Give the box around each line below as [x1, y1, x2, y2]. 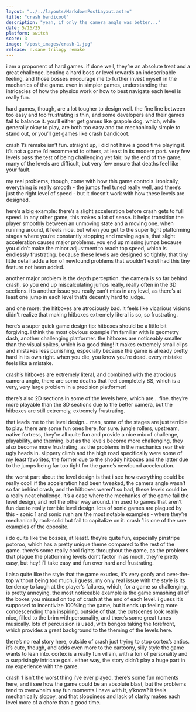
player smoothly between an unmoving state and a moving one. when [6, 220, 174, 227]
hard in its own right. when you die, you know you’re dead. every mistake [6, 353, 183, 360]
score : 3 [6, 36, 27, 42]
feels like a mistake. [6, 359, 54, 366]
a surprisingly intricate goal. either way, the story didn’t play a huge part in [6, 656, 185, 663]
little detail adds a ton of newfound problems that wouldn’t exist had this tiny [6, 257, 190, 264]
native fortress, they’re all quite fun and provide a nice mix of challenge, [6, 431, 179, 438]
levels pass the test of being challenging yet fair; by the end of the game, [6, 153, 183, 161]
